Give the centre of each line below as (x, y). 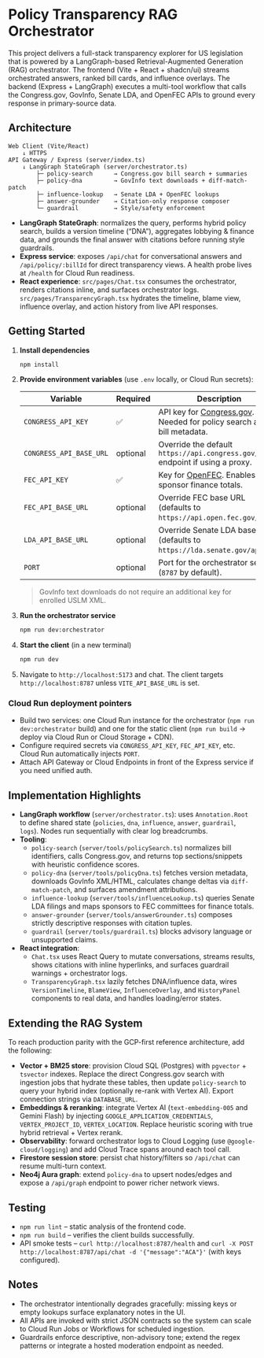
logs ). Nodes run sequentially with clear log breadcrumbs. (114, 831)
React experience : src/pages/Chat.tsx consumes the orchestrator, (128, 281)
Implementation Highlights (75, 796)
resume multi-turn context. (63, 1166)
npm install (39, 364)
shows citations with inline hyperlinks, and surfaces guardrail (130, 965)
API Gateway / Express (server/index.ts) (77, 160)
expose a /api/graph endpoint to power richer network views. (119, 1183)
